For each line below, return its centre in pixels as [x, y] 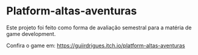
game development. [31, 33]
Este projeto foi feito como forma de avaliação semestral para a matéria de [99, 27]
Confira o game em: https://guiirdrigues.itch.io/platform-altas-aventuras [96, 45]
